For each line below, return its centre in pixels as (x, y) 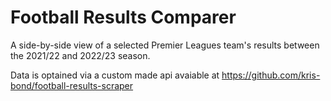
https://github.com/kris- (271, 75)
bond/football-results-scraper (72, 85)
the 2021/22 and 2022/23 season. (80, 55)
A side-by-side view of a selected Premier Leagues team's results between (165, 45)
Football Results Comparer (123, 17)
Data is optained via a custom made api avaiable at (115, 75)
